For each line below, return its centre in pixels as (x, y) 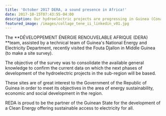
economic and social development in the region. (54, 93)
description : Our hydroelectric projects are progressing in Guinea (77, 19)
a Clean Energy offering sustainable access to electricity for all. (70, 108)
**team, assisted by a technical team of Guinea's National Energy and (76, 43)
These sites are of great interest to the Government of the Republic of (76, 83)
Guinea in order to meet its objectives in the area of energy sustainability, (80, 88)
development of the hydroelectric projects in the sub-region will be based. (81, 73)
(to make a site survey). (29, 53)
